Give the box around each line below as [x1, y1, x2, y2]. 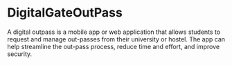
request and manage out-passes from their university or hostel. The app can [7, 35, 226, 43]
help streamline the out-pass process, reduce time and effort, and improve [7, 42, 220, 50]
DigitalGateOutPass [7, 5, 123, 21]
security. [7, 50, 33, 58]
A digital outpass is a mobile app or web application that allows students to [7, 28, 220, 36]
